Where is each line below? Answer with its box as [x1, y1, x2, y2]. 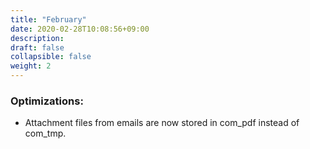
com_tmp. [24, 127, 67, 140]
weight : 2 [10, 61, 52, 71]
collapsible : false [10, 52, 92, 62]
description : [10, 33, 65, 43]
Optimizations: [10, 94, 84, 108]
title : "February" [10, 14, 87, 25]
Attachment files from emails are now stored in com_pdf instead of [24, 117, 300, 129]
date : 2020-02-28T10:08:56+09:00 [10, 24, 150, 34]
